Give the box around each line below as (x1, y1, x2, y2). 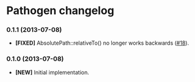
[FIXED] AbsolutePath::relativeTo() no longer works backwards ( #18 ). (15, 39, 189, 47)
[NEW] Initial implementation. (15, 69, 90, 76)
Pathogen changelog (6, 4, 114, 18)
